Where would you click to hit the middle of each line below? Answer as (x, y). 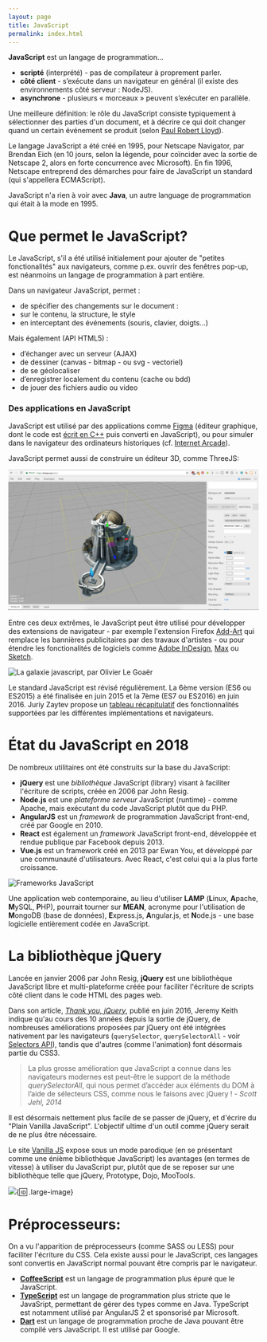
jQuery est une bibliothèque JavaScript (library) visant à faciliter (125, 782)
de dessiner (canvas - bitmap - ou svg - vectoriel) (101, 362)
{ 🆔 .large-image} (45, 1191)
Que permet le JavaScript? (98, 236)
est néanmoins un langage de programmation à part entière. (106, 275)
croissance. (39, 867)
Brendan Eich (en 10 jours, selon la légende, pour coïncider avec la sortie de (133, 155)
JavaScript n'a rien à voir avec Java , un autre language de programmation (130, 195)
